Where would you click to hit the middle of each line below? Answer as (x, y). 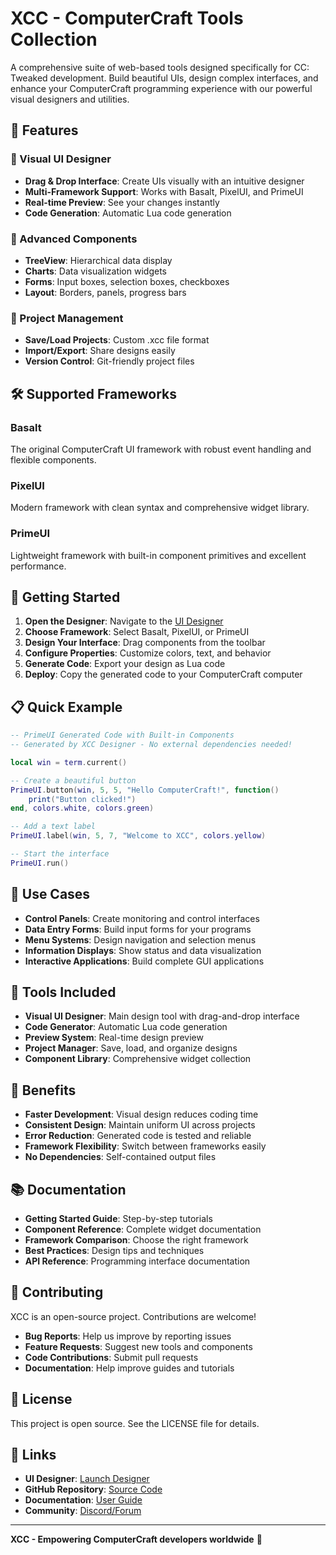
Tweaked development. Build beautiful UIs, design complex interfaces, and (164, 78)
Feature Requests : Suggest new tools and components (138, 1346)
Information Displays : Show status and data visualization (143, 950)
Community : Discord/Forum (83, 1511)
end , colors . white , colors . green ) (82, 808)
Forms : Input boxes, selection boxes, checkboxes (127, 281)
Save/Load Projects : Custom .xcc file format (117, 340)
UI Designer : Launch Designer (87, 1479)
